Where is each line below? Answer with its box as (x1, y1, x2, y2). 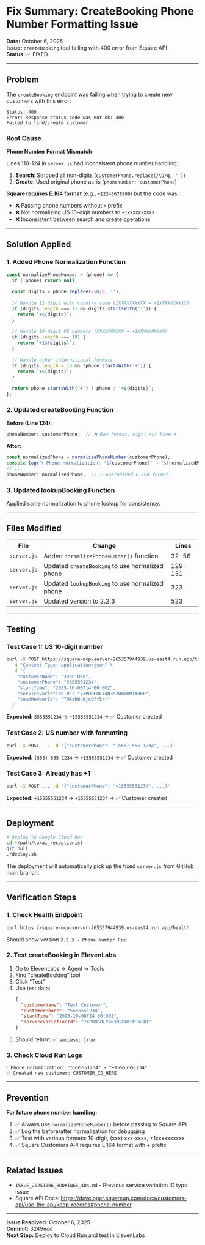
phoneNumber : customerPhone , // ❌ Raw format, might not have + (6, 432, 177, 438)
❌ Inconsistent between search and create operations (15, 215, 151, 223)
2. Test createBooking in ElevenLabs (6, 951, 117, 959)
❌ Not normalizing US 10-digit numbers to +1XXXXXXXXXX (15, 209, 155, 216)
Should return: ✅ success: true (15, 1036, 95, 1043)
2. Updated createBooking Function (6, 405, 114, 414)
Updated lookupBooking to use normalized (43, 579, 164, 588)
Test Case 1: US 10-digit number (6, 643, 103, 651)
